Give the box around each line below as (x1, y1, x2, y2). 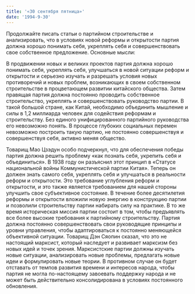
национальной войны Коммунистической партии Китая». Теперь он (6, 164, 176, 171)
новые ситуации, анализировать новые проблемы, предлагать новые (6, 251, 180, 258)
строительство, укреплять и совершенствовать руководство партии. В (6, 97, 184, 104)
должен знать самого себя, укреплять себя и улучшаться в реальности (6, 171, 186, 178)
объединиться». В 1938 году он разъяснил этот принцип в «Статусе (6, 158, 176, 165)
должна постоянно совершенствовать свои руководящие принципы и (6, 220, 182, 227)
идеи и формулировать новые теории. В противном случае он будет (6, 258, 177, 265)
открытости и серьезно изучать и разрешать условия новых (6, 72, 158, 79)
